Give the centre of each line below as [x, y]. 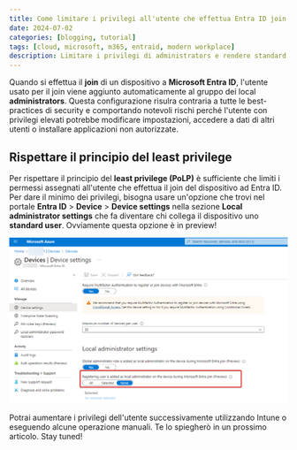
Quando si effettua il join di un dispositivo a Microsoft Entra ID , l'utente [139, 82]
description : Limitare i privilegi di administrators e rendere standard [148, 56]
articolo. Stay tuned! [46, 436]
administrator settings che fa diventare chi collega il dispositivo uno [134, 216]
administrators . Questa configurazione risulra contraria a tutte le [127, 101]
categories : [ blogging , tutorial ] [73, 37]
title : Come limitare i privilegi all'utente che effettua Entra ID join [148, 19]
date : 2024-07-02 [41, 28]
